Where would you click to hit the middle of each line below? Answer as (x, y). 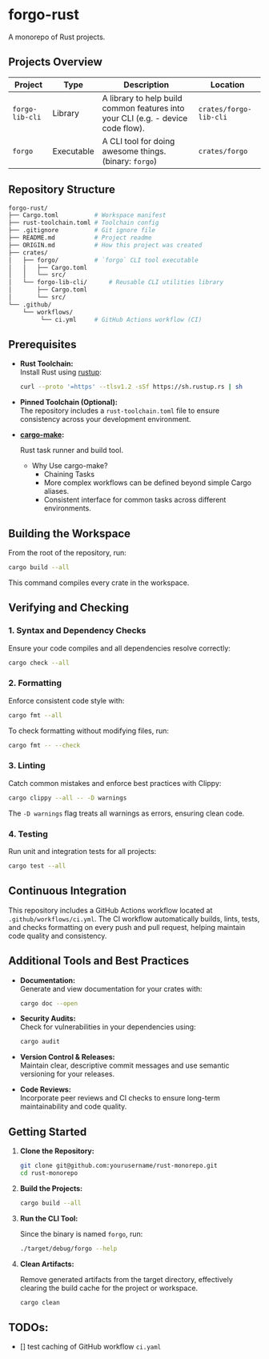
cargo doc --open (49, 1003)
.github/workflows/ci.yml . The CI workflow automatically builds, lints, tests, (134, 919)
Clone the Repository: (57, 1151)
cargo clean (40, 1302)
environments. (68, 508)
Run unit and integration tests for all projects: (82, 852)
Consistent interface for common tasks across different (135, 500)
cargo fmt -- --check (44, 745)
